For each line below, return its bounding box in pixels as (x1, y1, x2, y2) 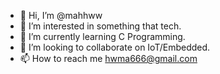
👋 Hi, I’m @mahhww (19, 10, 103, 21)
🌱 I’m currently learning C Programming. (19, 31, 186, 42)
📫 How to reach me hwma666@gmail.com (19, 53, 198, 64)
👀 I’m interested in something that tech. (19, 20, 182, 32)
